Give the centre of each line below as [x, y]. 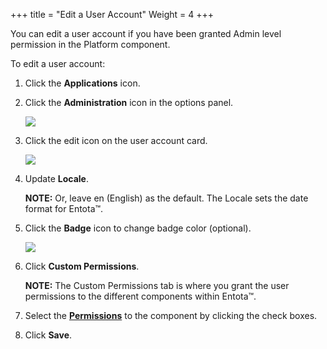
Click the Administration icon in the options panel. [129, 102]
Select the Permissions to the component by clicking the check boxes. [171, 315]
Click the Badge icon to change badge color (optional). [138, 228]
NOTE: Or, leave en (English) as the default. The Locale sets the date [166, 198]
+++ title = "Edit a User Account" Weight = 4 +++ [112, 14]
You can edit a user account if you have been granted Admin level [146, 33]
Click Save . [48, 335]
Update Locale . [56, 178]
